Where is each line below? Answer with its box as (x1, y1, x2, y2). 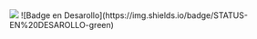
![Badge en (20, 10, 62, 21)
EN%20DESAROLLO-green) (9, 20, 114, 30)
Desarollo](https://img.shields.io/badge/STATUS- (63, 10, 249, 21)
